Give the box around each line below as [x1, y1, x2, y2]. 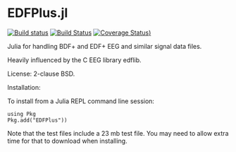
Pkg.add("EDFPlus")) [7, 117, 68, 124]
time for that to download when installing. [7, 136, 128, 145]
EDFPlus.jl [7, 5, 68, 21]
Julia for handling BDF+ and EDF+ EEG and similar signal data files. [7, 42, 202, 50]
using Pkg [7, 110, 37, 117]
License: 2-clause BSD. [7, 69, 75, 78]
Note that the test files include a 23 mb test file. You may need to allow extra [7, 129, 229, 137]
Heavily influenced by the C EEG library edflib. [7, 55, 142, 64]
